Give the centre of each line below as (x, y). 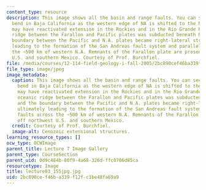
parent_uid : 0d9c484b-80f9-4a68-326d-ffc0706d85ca (72, 160)
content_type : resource (37, 12)
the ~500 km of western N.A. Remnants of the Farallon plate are (97, 52)
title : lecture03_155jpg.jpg (44, 172)
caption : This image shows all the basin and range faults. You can (101, 80)
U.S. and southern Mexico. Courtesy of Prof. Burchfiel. (86, 58)
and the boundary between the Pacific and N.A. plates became (98, 103)
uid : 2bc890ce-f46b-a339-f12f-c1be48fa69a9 (63, 177)
